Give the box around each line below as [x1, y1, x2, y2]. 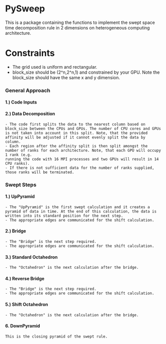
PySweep [5, 3, 45, 14]
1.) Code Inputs [5, 99, 37, 105]
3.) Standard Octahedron [5, 254, 58, 260]
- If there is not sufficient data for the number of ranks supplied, [5, 165, 155, 170]
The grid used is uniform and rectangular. [12, 64, 98, 70]
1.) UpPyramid [5, 194, 35, 200]
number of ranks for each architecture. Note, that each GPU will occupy [5, 148, 162, 153]
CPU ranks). [5, 161, 30, 166]
